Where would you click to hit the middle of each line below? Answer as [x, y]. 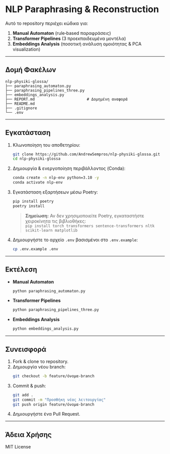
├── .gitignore [21, 108]
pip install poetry [33, 201]
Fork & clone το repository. [40, 361]
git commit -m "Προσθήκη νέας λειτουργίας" [59, 400]
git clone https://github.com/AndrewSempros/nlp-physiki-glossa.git [86, 154]
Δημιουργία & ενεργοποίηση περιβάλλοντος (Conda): [69, 168]
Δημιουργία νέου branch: [39, 367]
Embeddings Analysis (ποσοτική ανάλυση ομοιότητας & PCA [77, 43]
